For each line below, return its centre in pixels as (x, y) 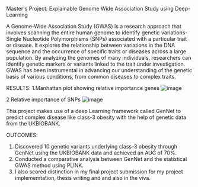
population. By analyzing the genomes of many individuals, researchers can (99, 58)
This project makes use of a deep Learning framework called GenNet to (94, 111)
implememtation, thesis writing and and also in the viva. (83, 178)
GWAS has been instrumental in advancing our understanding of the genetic (99, 70)
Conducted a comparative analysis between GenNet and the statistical (101, 159)
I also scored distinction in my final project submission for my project (99, 172)
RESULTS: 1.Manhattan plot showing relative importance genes (83, 88)
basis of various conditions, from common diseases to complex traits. (91, 77)
